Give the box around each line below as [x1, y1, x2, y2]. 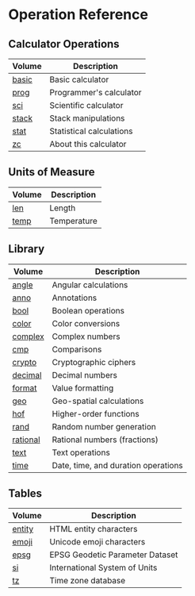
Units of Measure [8, 165, 95, 179]
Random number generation [52, 421, 156, 432]
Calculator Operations [8, 37, 120, 51]
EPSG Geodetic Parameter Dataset [49, 549, 178, 560]
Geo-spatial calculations [52, 395, 144, 406]
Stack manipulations [49, 113, 125, 124]
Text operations [52, 447, 111, 458]
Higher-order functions [52, 408, 140, 419]
